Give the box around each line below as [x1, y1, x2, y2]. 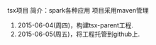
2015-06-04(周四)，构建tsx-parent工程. [17, 21, 133, 30]
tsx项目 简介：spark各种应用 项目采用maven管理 [7, 6, 149, 14]
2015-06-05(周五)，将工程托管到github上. [17, 30, 140, 38]
